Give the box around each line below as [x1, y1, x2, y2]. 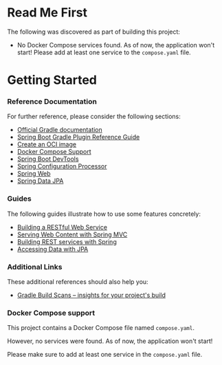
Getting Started [7, 72, 98, 88]
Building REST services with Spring [16, 237, 117, 245]
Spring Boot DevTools [16, 155, 79, 163]
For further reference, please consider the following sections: [7, 112, 181, 121]
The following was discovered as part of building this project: [7, 27, 181, 36]
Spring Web [16, 170, 51, 178]
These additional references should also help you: [7, 278, 149, 286]
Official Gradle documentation [16, 126, 103, 134]
